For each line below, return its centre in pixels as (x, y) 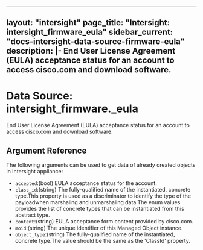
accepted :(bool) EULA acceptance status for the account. (86, 183)
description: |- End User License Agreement (91, 51)
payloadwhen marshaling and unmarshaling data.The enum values (98, 202)
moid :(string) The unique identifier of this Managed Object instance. (99, 228)
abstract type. (32, 215)
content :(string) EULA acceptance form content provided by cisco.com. (104, 222)
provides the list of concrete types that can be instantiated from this (99, 209)
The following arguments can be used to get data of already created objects (101, 165)
